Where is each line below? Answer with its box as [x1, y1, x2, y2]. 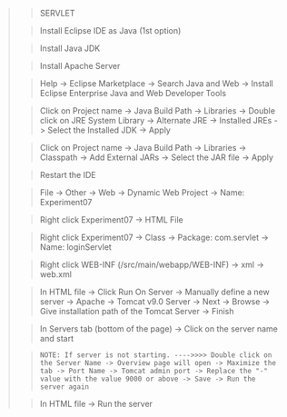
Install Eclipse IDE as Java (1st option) [39, 25, 182, 35]
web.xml [39, 269, 72, 280]
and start [39, 333, 74, 343]
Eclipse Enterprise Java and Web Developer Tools [39, 88, 227, 98]
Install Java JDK [39, 43, 101, 54]
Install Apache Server [39, 61, 121, 71]
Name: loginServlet [39, 242, 113, 253]
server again [39, 382, 90, 392]
